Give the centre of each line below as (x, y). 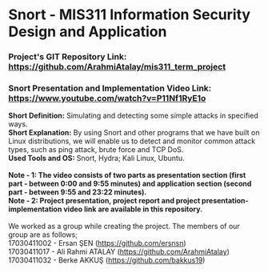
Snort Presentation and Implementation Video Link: (110, 88)
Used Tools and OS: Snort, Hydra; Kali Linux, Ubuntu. (97, 159)
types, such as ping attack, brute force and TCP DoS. (96, 150)
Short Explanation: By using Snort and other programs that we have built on (134, 133)
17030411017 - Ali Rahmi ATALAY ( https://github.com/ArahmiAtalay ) (119, 252)
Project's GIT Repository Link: (68, 57)
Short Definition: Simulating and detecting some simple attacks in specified (133, 116)
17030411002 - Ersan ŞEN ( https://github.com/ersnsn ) (97, 243)
